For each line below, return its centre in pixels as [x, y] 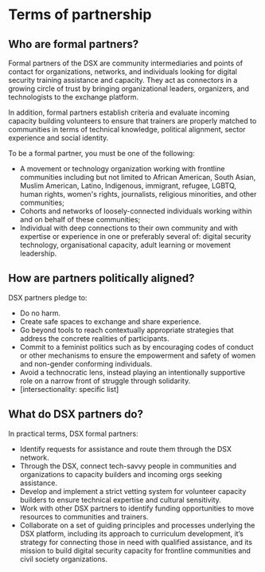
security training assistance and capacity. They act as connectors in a [123, 80]
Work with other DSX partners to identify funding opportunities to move [137, 508]
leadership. [38, 253]
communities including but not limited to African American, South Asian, [138, 177]
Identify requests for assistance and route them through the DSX [126, 449]
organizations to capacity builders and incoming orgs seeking [121, 474]
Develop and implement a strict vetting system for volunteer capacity [133, 491]
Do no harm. [40, 313]
